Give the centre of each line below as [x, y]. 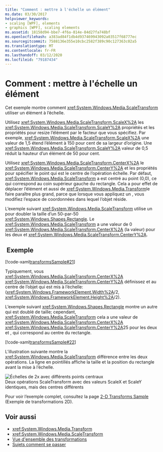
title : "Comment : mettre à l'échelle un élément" [58, 10]
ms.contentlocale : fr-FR [30, 50]
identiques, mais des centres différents [45, 387]
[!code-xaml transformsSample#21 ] [40, 262]
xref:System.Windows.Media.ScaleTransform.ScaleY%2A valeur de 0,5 [77, 148]
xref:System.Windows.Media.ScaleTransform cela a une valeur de [71, 317]
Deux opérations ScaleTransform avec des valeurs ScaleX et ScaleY [73, 382]
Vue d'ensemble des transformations [49, 439]
